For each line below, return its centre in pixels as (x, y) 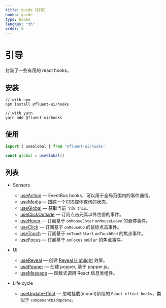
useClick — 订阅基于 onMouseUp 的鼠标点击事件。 (71, 227)
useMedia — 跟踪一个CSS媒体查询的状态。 (65, 202)
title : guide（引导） (27, 10)
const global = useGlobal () (35, 156)
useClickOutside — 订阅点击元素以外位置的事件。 (72, 215)
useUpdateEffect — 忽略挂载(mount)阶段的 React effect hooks (86, 294)
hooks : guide (19, 15)
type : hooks (18, 19)
